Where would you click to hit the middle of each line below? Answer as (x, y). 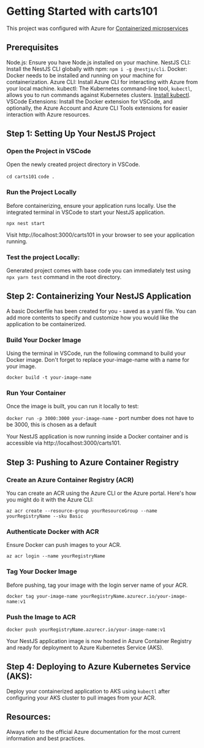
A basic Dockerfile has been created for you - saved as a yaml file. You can (101, 311)
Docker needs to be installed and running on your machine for (85, 75)
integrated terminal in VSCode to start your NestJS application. (86, 212)
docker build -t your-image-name (49, 378)
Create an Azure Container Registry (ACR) (70, 479)
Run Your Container (36, 393)
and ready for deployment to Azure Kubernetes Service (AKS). (85, 647)
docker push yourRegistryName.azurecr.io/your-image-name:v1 (86, 630)
